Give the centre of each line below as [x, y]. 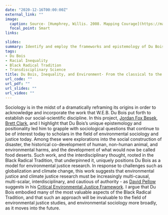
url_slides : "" [21, 88]
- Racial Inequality [27, 60]
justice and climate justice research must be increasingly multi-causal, [77, 176]
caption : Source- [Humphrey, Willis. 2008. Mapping [65, 24]
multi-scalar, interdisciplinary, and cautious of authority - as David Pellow [80, 181]
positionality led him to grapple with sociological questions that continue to [82, 128]
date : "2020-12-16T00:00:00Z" [37, 10]
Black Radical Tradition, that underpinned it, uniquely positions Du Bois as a [83, 160]
